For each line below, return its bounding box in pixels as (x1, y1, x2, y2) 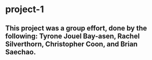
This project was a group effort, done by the (5, 24, 147, 33)
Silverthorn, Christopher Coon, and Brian (5, 40, 138, 48)
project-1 (5, 4, 44, 15)
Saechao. (5, 47, 36, 56)
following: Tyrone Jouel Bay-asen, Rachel (5, 32, 140, 40)
